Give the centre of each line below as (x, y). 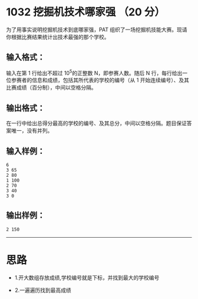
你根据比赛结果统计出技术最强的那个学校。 (58, 37)
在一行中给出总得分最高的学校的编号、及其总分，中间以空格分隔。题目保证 (96, 123)
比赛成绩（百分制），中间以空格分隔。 (51, 88)
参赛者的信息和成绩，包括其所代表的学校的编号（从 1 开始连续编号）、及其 (100, 80)
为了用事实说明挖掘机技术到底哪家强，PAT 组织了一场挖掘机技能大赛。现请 (97, 29)
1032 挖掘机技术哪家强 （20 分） (86, 12)
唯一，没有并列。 (32, 131)
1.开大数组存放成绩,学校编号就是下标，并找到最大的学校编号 (87, 277)
